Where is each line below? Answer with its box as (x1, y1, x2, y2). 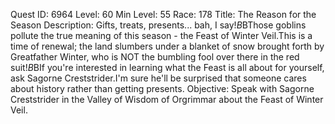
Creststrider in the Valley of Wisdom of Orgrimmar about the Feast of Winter (10, 94, 324, 105)
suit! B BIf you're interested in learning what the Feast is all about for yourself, (10, 62, 325, 73)
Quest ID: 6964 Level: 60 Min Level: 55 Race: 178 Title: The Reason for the (10, 9, 317, 20)
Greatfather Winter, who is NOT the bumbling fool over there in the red (10, 51, 300, 63)
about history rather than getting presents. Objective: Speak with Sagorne (10, 83, 315, 94)
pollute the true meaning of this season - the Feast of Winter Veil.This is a (10, 30, 313, 41)
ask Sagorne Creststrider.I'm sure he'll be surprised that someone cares (10, 72, 307, 84)
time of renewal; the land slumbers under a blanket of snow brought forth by (10, 40, 325, 52)
